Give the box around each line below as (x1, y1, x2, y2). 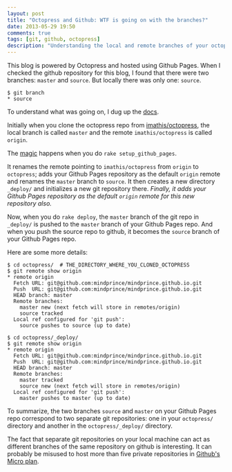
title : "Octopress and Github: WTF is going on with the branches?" (7, 17, 209, 24)
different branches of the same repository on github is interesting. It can (7, 442, 212, 451)
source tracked (19, 310, 64, 317)
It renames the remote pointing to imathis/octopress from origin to (7, 163, 199, 170)
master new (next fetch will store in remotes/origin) (19, 304, 181, 311)
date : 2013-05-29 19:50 (7, 23, 76, 30)
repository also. (7, 199, 52, 208)
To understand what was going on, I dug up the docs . (7, 108, 159, 116)
